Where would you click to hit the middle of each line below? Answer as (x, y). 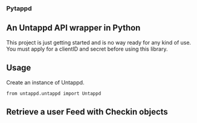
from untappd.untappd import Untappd (54, 93)
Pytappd (19, 8)
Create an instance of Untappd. (45, 82)
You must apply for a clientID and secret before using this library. (87, 49)
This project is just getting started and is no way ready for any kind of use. (99, 42)
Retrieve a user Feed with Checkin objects (87, 112)
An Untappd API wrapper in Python (73, 28)
